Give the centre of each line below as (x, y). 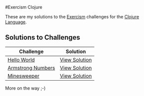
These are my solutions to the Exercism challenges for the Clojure (72, 17)
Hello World (21, 60)
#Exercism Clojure (24, 7)
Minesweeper (24, 76)
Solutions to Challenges (43, 37)
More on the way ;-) (25, 88)
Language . (16, 22)
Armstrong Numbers (31, 68)
